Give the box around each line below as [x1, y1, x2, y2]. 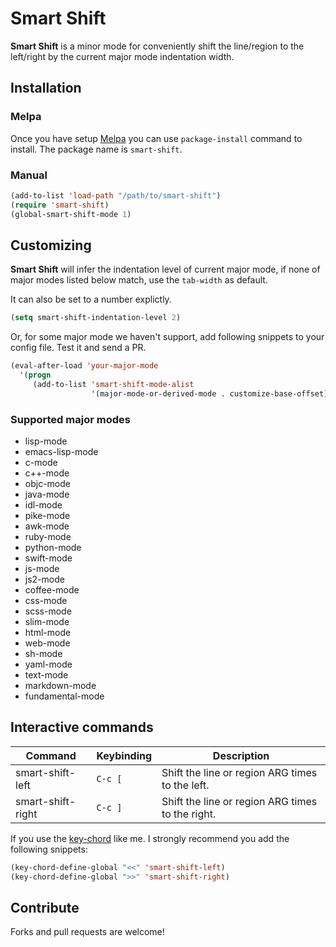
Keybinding [96, 748, 153, 762]
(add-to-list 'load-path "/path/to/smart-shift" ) [10, 190, 222, 201]
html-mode [24, 627, 72, 639]
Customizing [10, 237, 92, 254]
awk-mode [24, 520, 70, 532]
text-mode [24, 669, 69, 681]
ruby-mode [24, 531, 72, 543]
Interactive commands [10, 719, 154, 736]
